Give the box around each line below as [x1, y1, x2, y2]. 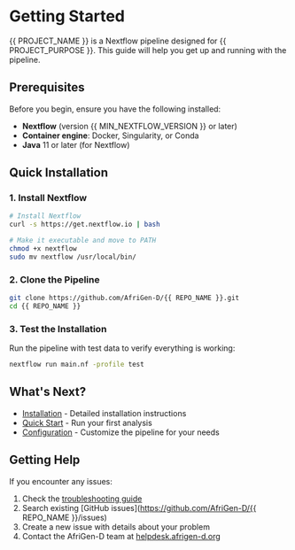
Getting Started [9, 6, 126, 27]
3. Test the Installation [9, 322, 107, 335]
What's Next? [9, 384, 87, 399]
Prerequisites [9, 80, 85, 95]
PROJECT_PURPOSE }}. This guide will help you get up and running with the [9, 44, 287, 55]
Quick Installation [9, 166, 109, 181]
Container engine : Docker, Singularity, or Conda [21, 130, 199, 141]
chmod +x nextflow [9, 244, 77, 253]
